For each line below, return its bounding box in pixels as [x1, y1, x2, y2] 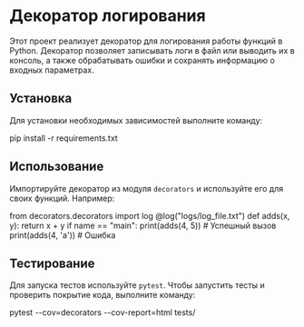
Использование [9, 159, 104, 174]
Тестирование [9, 255, 95, 271]
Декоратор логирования [9, 5, 206, 26]
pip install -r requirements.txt [9, 133, 118, 144]
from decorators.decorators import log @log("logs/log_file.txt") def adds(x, [9, 210, 290, 221]
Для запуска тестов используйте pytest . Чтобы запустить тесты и [9, 280, 265, 291]
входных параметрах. [9, 64, 94, 75]
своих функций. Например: [9, 193, 115, 203]
